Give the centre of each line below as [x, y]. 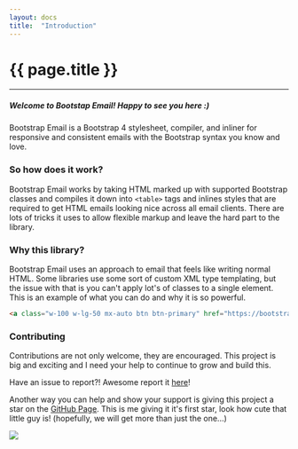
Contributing [37, 336]
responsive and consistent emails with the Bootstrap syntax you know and [145, 138]
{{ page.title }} [64, 70]
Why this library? [47, 249]
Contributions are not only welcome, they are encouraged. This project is [143, 356]
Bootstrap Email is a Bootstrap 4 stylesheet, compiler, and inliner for [133, 128]
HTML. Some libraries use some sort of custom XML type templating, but [143, 279]
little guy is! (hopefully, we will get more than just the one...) [118, 419]
